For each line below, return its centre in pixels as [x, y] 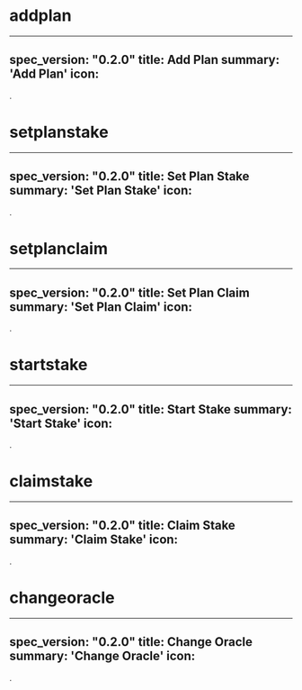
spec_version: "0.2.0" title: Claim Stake [122, 526]
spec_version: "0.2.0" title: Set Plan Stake [129, 177]
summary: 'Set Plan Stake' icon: [101, 191]
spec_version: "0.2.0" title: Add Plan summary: [145, 60]
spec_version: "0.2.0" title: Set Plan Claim [129, 292]
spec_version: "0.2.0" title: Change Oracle [131, 642]
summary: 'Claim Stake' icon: [93, 540]
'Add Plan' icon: [54, 74]
